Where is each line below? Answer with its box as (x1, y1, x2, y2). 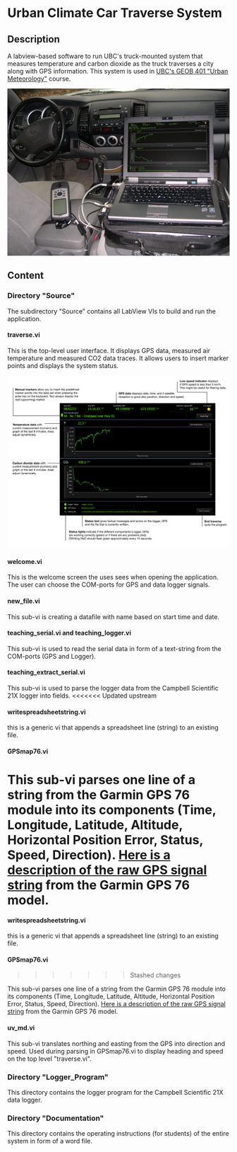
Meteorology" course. (7, 74, 71, 83)
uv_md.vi (7, 1024, 35, 1032)
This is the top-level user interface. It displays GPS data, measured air (7, 346, 210, 355)
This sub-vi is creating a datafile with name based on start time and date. (7, 612, 220, 621)
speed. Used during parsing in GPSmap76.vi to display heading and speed (7, 1047, 224, 1055)
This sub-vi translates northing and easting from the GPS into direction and (7, 1039, 226, 1048)
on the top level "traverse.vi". (7, 1054, 92, 1063)
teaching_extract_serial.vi (7, 668, 86, 676)
